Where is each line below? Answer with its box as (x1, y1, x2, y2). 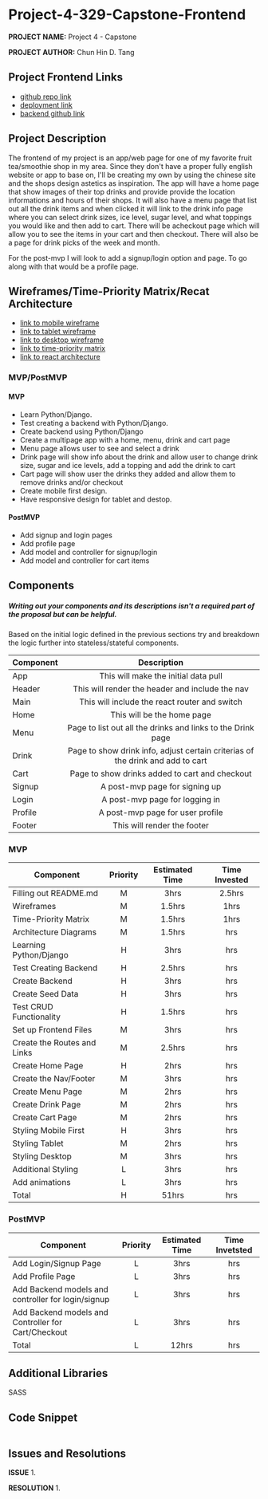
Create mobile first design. (19, 486, 108, 495)
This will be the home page (110, 710, 211, 721)
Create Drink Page (12, 1099, 81, 1110)
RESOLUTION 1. (8, 1483, 61, 1493)
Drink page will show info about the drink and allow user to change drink (19, 452, 258, 462)
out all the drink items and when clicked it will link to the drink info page (8, 203, 243, 213)
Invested (215, 875, 249, 886)
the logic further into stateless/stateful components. (8, 638, 179, 647)
